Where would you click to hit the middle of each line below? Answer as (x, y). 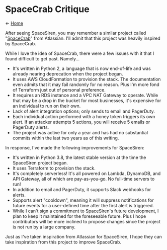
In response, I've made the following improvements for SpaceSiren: (75, 147)
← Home (14, 23)
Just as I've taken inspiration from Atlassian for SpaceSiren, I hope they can (84, 236)
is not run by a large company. (44, 227)
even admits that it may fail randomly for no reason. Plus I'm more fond (86, 85)
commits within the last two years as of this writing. (66, 138)
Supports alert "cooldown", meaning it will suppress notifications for (83, 200)
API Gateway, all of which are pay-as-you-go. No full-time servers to (83, 179)
